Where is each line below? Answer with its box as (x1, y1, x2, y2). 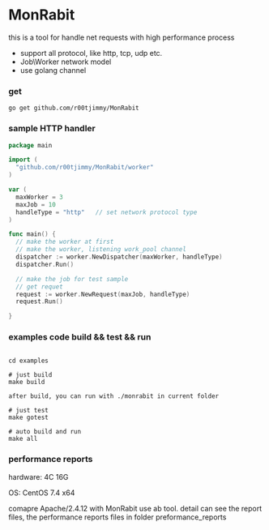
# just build (8, 371, 53, 379)
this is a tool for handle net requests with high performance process (8, 32, 235, 42)
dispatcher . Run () (15, 260, 75, 268)
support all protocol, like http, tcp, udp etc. (19, 48, 163, 58)
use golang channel (19, 65, 87, 75)
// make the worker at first (15, 237, 114, 246)
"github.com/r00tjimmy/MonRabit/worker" (15, 164, 154, 172)
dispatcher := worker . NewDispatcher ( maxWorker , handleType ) (15, 253, 223, 261)
